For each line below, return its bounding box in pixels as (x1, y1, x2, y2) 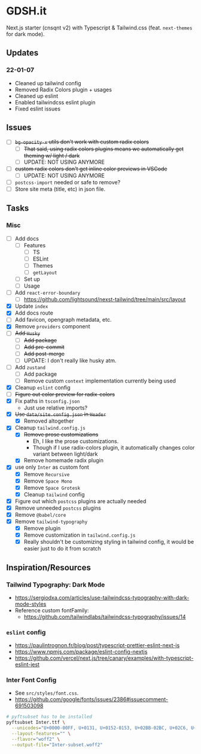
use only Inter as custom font (14, 463, 90, 471)
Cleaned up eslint (14, 92, 59, 100)
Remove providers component (14, 323, 91, 330)
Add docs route (14, 309, 54, 316)
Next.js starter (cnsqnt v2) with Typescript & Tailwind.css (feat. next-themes (6, 24, 193, 31)
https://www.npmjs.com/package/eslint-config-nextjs (14, 648, 148, 656)
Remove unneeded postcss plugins (14, 504, 102, 511)
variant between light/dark (32, 450, 98, 457)
